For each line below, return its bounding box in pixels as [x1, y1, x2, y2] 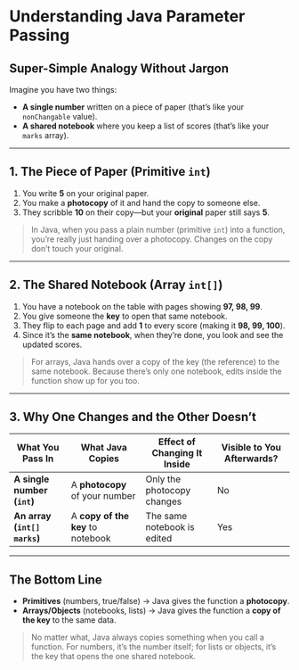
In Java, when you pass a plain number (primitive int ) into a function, [30, 224, 286, 235]
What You [16, 442, 60, 454]
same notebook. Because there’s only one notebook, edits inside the [30, 366, 282, 376]
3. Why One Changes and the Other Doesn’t [9, 409, 256, 425]
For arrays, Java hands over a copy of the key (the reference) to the [30, 356, 280, 367]
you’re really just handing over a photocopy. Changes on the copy [30, 234, 273, 244]
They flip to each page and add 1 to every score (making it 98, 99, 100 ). [21, 319, 286, 331]
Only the [145, 473, 182, 485]
